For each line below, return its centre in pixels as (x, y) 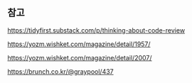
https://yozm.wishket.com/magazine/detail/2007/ (80, 57)
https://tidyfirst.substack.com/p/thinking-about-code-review (96, 30)
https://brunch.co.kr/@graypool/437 (60, 71)
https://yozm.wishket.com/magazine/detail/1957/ (79, 44)
